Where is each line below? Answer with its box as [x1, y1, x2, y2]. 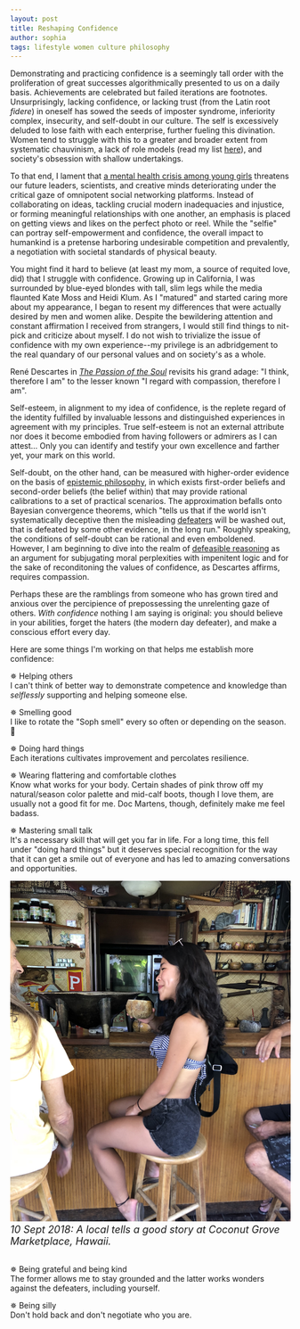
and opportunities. [10, 863, 78, 874]
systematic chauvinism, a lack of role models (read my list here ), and [10, 144, 263, 155]
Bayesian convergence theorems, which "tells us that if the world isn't [10, 505, 266, 516]
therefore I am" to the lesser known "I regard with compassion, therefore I [10, 376, 281, 387]
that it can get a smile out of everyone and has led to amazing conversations [10, 854, 290, 864]
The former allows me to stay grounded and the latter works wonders [10, 1274, 265, 1284]
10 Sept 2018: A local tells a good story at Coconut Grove [10, 1223, 280, 1235]
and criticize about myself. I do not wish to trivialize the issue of [27, 330, 261, 341]
